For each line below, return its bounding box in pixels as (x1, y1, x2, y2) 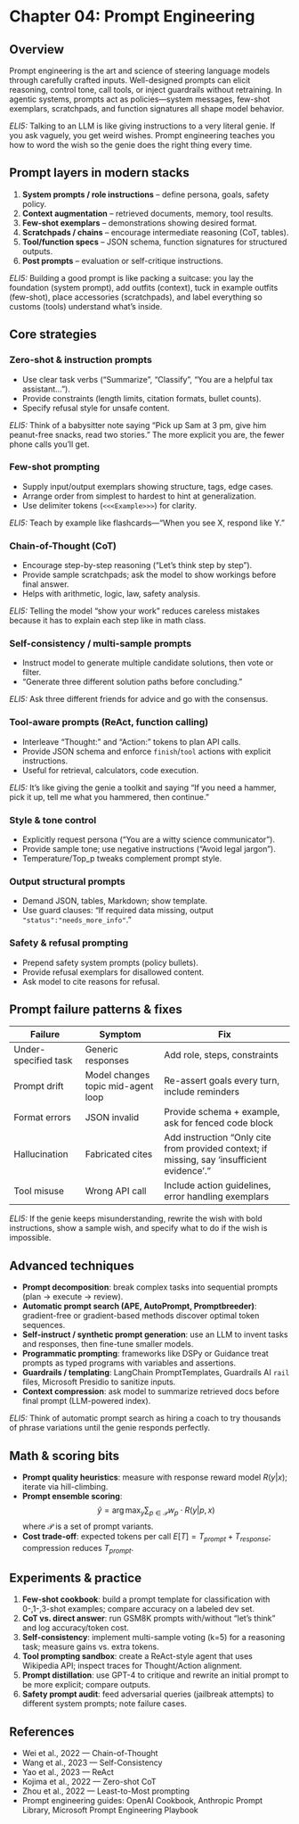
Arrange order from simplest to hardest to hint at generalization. (21, 491, 256, 501)
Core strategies (9, 327, 98, 343)
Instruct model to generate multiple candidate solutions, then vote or (21, 657, 274, 668)
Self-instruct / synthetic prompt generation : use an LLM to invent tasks (21, 1329, 288, 1340)
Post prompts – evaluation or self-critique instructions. (21, 255, 224, 266)
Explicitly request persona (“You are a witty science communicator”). (21, 834, 276, 845)
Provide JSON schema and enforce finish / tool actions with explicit (21, 746, 271, 756)
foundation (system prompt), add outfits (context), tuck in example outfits (9, 282, 279, 293)
